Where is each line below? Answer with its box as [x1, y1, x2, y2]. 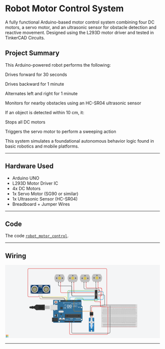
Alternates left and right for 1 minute [5, 90, 78, 96]
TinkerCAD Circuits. [5, 35, 45, 41]
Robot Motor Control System [5, 3, 124, 14]
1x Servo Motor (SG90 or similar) [12, 191, 79, 197]
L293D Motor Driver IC [12, 180, 58, 186]
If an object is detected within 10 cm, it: [5, 109, 84, 115]
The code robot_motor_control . [5, 233, 69, 239]
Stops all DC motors [5, 119, 46, 125]
